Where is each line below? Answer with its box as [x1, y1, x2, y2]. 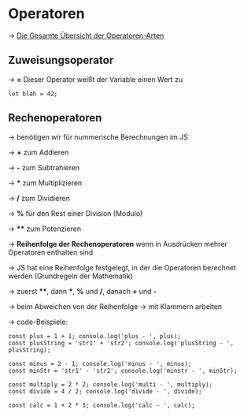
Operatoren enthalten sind [8, 248, 94, 257]
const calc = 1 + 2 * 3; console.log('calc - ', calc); [8, 401, 195, 409]
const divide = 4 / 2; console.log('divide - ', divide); [8, 387, 202, 395]
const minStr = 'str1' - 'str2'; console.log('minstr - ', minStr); [8, 367, 238, 374]
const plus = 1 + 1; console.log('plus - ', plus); [8, 332, 181, 340]
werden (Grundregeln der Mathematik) [8, 271, 134, 281]
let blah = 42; [8, 90, 58, 98]
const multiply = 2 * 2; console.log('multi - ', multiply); [8, 380, 213, 389]
